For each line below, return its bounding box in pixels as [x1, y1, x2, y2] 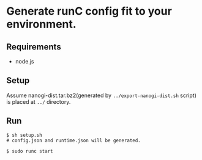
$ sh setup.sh [6, 132, 43, 138]
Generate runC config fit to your [6, 4, 173, 18]
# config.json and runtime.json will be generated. [6, 137, 141, 144]
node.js [15, 58, 35, 65]
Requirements [6, 42, 61, 52]
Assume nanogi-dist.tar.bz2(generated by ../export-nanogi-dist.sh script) [6, 92, 197, 99]
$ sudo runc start [6, 148, 53, 154]
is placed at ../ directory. [6, 98, 71, 105]
